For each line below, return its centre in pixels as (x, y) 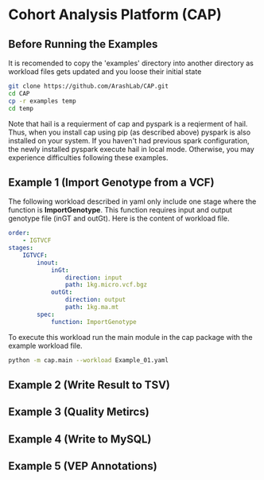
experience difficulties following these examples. (88, 158)
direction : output (95, 300)
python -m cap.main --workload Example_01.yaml (89, 360)
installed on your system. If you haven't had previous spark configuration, (129, 140)
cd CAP (19, 93)
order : (19, 233)
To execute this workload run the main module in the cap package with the (130, 337)
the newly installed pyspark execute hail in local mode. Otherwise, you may (131, 149)
